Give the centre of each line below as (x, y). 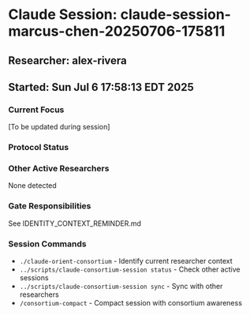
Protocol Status (39, 148)
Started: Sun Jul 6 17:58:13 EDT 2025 (101, 87)
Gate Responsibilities (50, 206)
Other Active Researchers (59, 169)
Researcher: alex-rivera (68, 60)
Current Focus (36, 110)
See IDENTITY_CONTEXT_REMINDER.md (75, 223)
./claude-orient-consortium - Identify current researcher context (126, 261)
